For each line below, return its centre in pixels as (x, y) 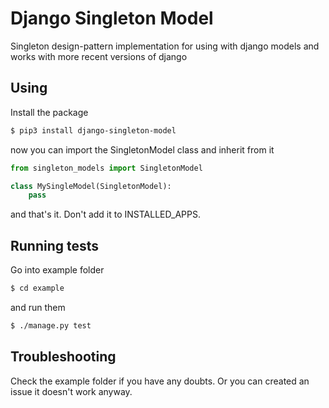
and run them (38, 307)
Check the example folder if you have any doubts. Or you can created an (160, 381)
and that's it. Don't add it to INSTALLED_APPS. (105, 214)
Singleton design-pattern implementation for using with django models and (165, 46)
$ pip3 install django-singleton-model (93, 130)
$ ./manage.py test (51, 325)
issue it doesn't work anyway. (71, 391)
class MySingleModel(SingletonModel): (91, 186)
